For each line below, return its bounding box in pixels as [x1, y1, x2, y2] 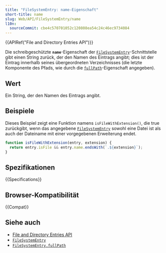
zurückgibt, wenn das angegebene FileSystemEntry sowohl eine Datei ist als [5, 125, 161, 131]
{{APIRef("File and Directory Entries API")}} [5, 39, 94, 45]
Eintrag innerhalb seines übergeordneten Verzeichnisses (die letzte [5, 60, 142, 66]
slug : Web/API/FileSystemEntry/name [5, 16, 81, 21]
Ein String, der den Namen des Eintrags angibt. [5, 92, 101, 98]
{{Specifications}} [5, 176, 42, 182]
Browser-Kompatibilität [5, 191, 79, 199]
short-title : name [5, 12, 43, 17]
